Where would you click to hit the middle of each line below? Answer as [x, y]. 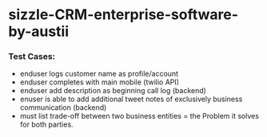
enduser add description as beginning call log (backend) [113, 91]
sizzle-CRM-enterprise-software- [123, 15]
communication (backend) [63, 108]
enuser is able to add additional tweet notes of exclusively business [131, 99]
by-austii [39, 31]
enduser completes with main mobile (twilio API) [100, 82]
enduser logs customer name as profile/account [99, 74]
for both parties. [46, 124]
